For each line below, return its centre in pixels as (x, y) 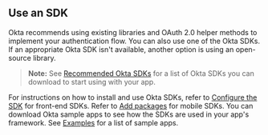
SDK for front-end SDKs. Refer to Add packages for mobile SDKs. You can (131, 105)
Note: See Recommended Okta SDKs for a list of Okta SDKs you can (141, 73)
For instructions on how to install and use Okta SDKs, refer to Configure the (133, 97)
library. (45, 58)
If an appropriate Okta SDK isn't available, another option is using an (121, 49)
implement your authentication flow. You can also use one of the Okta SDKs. (134, 41)
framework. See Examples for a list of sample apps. (93, 122)
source (20, 58)
